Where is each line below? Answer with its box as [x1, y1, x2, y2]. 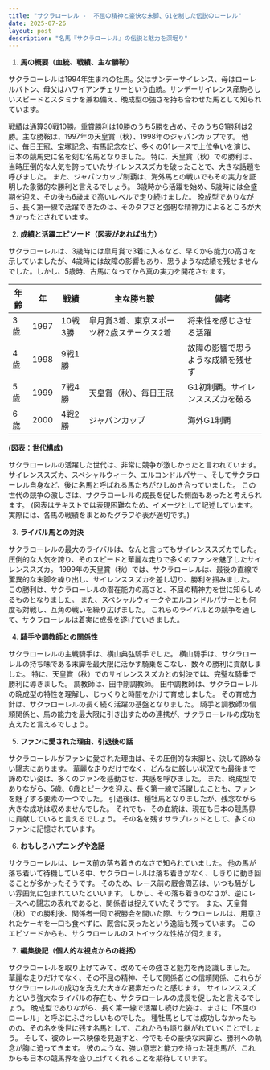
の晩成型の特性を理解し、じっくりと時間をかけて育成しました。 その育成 [8, 689, 250, 699]
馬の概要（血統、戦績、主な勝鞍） [19, 57, 133, 67]
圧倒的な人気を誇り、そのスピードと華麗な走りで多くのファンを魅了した [8, 554, 247, 564]
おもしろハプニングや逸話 [19, 842, 105, 851]
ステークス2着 [117, 327, 172, 339]
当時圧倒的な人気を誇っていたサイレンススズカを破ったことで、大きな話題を [8, 162, 261, 171]
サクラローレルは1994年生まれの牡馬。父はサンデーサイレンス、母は [8, 74, 235, 84]
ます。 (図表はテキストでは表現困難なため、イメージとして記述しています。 [8, 500, 257, 510]
